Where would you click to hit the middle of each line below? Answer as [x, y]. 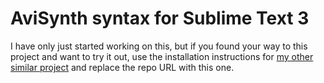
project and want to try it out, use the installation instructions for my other [162, 56]
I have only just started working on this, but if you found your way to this [159, 46]
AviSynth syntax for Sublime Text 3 [160, 18]
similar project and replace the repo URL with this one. [122, 67]
